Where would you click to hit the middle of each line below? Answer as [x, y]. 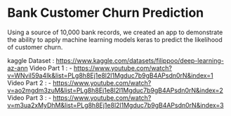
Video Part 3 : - [29, 97]
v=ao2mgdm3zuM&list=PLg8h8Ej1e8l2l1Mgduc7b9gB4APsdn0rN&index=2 [115, 90]
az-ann [18, 68]
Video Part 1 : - [51, 68]
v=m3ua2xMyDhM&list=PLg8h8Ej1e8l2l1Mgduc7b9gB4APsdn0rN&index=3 [115, 105]
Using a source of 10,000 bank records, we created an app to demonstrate [115, 32]
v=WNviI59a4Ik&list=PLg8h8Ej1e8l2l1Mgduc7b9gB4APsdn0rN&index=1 [110, 75]
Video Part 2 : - [29, 82]
